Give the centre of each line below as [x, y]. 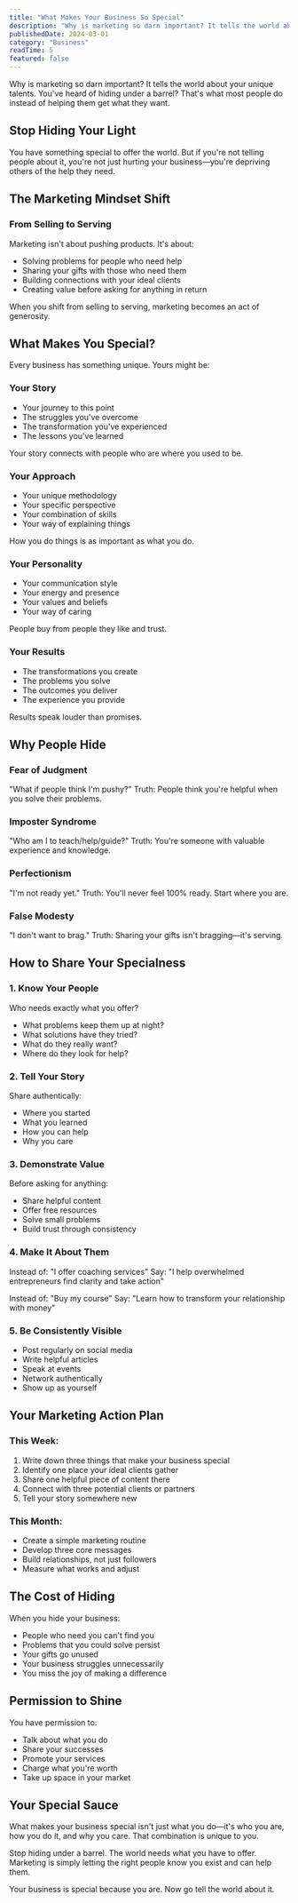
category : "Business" [49, 42]
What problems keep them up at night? [93, 1025]
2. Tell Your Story [47, 1076]
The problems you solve [66, 681]
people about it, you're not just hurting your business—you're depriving [140, 162]
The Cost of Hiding [62, 1597]
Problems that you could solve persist [91, 1644]
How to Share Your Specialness [98, 963]
